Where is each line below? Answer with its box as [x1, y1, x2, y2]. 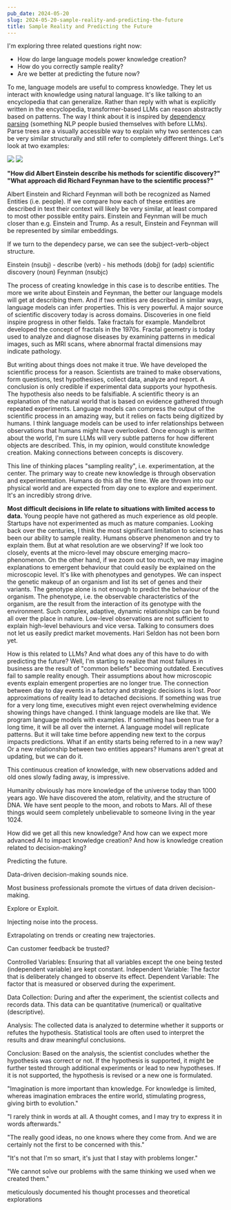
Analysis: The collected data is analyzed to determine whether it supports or [7, 1021, 224, 1029]
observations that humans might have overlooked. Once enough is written [7, 427, 217, 435]
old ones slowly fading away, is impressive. [7, 773, 130, 781]
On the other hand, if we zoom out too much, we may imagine [48, 556, 223, 564]
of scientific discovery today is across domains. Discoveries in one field [7, 311, 211, 319]
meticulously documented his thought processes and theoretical [7, 1188, 190, 1196]
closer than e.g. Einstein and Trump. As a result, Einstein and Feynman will [7, 219, 219, 228]
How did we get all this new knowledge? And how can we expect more [7, 829, 208, 838]
